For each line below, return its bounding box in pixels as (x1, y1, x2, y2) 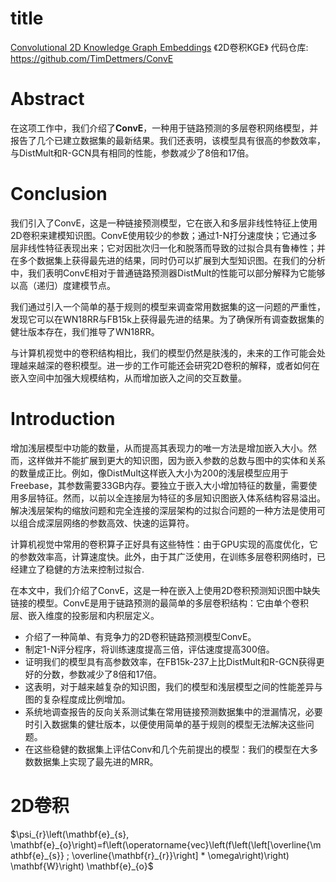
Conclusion (10, 183, 108, 206)
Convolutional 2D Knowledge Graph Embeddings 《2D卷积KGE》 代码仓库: (10, 41, 309, 53)
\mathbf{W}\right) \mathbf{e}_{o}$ (10, 860, 154, 872)
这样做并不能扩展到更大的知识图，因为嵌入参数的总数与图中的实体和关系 (27, 454, 326, 466)
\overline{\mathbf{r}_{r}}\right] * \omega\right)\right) (71, 849, 290, 861)
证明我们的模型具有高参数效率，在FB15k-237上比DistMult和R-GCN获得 (24, 655, 317, 667)
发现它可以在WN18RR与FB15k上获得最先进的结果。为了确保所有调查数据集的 (10, 313, 325, 325)
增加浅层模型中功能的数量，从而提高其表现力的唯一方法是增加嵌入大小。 (10, 442, 308, 454)
